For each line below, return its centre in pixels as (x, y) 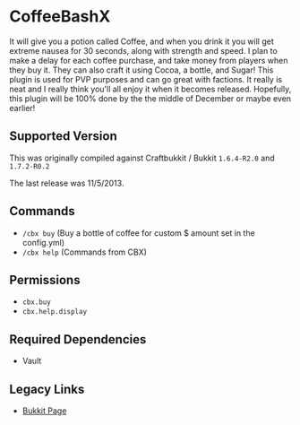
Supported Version (64, 136)
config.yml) (43, 242)
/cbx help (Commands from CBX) (85, 252)
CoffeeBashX (60, 17)
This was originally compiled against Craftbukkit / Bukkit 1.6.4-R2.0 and (142, 158)
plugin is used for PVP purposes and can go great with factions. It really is (146, 79)
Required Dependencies (78, 339)
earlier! (22, 108)
